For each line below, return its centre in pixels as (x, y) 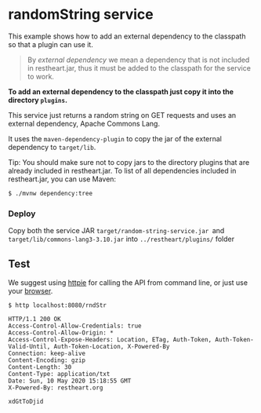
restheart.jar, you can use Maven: (62, 179)
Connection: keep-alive (47, 353)
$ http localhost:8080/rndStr (58, 305)
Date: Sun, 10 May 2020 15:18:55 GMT (70, 381)
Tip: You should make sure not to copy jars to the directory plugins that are (129, 162)
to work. (41, 76)
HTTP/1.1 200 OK (34, 319)
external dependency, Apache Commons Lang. (84, 123)
